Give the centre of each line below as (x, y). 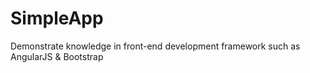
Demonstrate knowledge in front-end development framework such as (155, 46)
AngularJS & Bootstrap (57, 56)
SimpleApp (57, 18)
